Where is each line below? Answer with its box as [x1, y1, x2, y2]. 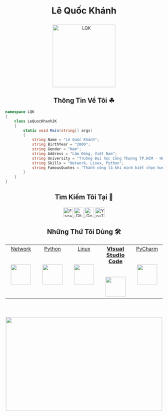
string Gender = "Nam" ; [31, 146, 81, 151]
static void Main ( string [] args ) [23, 128, 93, 133]
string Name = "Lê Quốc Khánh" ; [31, 137, 99, 142]
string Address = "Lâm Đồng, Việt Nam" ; [31, 151, 117, 156]
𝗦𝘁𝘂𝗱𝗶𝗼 [106, 251, 125, 258]
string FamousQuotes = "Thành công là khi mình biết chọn [31, 165, 155, 170]
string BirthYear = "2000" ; [31, 142, 91, 147]
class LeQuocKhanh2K [14, 118, 57, 123]
